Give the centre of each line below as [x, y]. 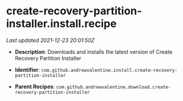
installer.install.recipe [61, 24]
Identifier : [27, 69]
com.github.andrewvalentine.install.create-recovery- [109, 70]
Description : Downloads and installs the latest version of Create [94, 51]
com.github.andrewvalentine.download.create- [114, 87]
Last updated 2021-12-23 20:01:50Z [50, 40]
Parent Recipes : [35, 86]
